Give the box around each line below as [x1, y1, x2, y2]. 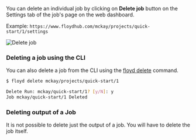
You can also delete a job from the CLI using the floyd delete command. [6, 67, 178, 74]
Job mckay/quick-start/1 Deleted [6, 94, 88, 100]
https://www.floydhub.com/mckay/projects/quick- [29, 23, 150, 29]
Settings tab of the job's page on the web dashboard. [6, 11, 135, 18]
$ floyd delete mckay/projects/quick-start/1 [6, 78, 119, 84]
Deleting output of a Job [6, 108, 76, 116]
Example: [6, 23, 29, 29]
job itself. [6, 128, 28, 135]
